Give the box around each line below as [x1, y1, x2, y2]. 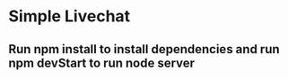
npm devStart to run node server [8, 55, 195, 70]
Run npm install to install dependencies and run [8, 42, 280, 57]
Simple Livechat [8, 6, 131, 27]
